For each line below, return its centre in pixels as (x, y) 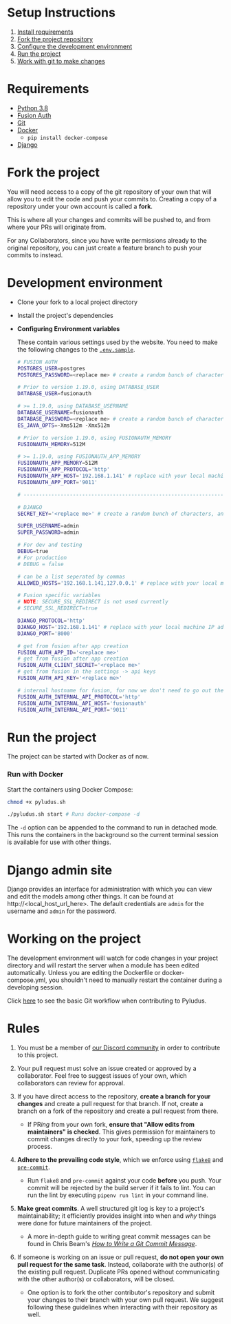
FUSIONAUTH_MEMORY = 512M (51, 444)
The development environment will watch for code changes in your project (113, 958)
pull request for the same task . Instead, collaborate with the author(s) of (120, 1265)
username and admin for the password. (62, 911)
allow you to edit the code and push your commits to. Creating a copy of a (112, 199)
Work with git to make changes (61, 61)
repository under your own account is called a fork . (80, 206)
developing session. (35, 987)
